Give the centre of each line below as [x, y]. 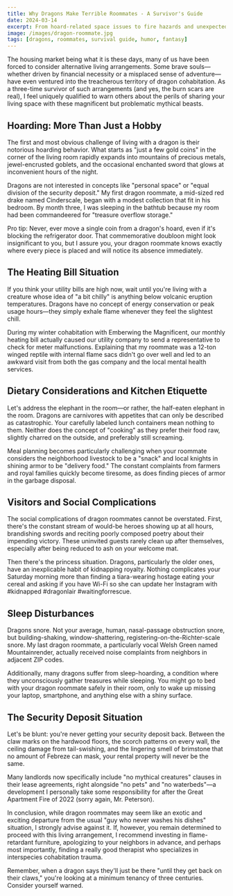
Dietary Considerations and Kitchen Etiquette [107, 391]
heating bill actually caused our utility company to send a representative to [114, 339]
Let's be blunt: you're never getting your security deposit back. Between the [116, 734]
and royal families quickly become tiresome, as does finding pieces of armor [116, 473]
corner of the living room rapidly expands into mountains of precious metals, [116, 157]
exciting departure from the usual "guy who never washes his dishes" [107, 820]
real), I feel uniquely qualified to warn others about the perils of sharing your [116, 96]
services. [20, 369]
